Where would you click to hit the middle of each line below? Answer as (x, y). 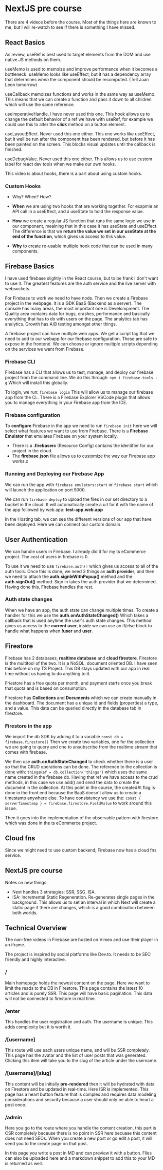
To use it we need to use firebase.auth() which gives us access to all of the (81, 566)
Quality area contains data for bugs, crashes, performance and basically (77, 314)
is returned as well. (24, 1163)
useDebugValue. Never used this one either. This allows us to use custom (79, 159)
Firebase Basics (30, 266)
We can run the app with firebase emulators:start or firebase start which (81, 485)
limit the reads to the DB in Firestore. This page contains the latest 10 (74, 988)
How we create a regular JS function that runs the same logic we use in (84, 221)
